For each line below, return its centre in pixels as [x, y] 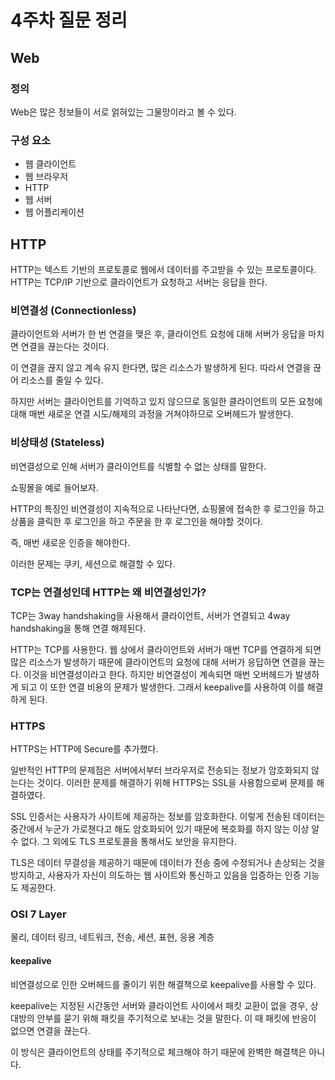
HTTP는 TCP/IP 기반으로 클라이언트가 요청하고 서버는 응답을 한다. [139, 282]
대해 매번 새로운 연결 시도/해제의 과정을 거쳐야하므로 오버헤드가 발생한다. [152, 414]
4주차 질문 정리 [69, 20]
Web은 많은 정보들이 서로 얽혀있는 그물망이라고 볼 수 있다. [123, 112]
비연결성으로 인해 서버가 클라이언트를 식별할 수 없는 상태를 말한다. [138, 466]
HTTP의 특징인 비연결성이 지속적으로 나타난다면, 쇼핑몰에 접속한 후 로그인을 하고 [167, 508]
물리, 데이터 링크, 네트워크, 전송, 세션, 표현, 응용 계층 [112, 937]
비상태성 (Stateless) [57, 443]
